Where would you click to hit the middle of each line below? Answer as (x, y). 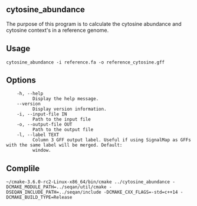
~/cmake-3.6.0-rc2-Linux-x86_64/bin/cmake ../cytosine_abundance (88, 182)
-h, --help (30, 94)
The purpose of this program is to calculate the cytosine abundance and (94, 24)
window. (42, 150)
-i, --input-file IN (42, 114)
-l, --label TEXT (38, 135)
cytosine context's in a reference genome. (58, 30)
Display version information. (70, 109)
